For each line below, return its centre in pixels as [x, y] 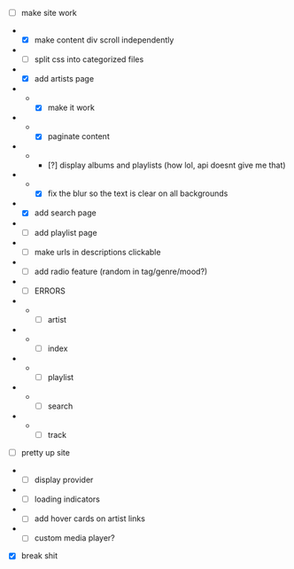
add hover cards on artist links [89, 518]
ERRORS [50, 291]
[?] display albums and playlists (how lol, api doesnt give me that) [166, 165]
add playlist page [66, 232]
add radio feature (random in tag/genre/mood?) [121, 271]
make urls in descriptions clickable [97, 252]
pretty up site [45, 453]
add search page [65, 213]
